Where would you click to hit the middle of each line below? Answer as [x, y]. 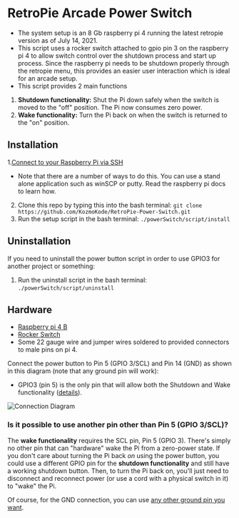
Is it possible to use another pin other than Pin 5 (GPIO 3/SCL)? [118, 425]
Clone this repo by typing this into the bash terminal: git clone [110, 205]
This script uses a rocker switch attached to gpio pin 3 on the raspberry [123, 48]
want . [16, 507]
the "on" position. [44, 122]
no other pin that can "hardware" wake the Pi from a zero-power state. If [114, 448]
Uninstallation [39, 242]
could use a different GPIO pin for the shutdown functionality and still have [118, 463]
